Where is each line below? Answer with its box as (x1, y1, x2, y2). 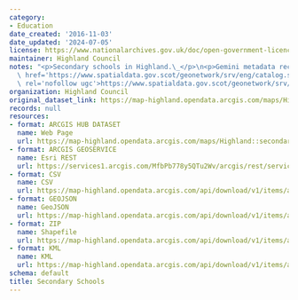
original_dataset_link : (9, 95, 98, 105)
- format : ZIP (9, 219, 62, 228)
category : (9, 12, 46, 22)
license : (9, 46, 42, 55)
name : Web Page (17, 129, 74, 138)
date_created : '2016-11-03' (9, 29, 114, 38)
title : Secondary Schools (9, 277, 105, 286)
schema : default (9, 269, 69, 278)
